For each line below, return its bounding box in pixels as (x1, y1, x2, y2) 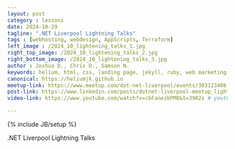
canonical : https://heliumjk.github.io (7, 75, 124, 83)
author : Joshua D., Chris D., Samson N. (7, 62, 130, 69)
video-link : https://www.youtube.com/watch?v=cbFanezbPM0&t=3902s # (7, 95, 211, 102)
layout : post (7, 10, 45, 17)
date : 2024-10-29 (7, 23, 58, 30)
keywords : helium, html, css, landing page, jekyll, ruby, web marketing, (7, 69, 230, 76)
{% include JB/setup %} (7, 120, 77, 128)
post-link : (7, 88, 39, 95)
